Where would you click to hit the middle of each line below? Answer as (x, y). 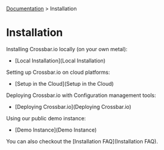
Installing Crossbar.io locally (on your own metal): (67, 49)
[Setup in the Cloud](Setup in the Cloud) (64, 83)
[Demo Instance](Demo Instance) (56, 130)
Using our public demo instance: (46, 118)
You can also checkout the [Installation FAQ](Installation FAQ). (82, 141)
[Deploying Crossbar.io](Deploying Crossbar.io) (73, 107)
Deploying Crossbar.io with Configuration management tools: (81, 95)
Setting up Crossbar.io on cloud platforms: (58, 72)
